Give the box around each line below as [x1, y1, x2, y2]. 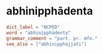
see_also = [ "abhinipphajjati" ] [6, 41, 87, 47]
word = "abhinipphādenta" [6, 30, 71, 36]
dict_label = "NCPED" [6, 24, 60, 30]
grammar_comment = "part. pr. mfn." [6, 35, 98, 42]
